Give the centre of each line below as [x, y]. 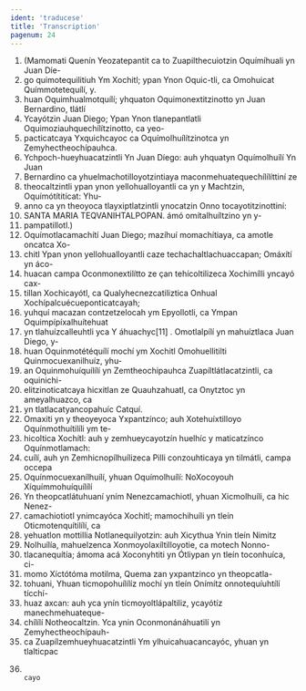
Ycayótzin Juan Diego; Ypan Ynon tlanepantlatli [112, 119]
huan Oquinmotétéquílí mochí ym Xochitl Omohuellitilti [125, 351]
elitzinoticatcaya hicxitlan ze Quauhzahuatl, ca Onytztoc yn [134, 390]
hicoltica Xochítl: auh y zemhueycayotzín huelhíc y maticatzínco [143, 438]
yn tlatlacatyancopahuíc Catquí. [83, 409]
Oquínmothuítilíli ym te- [67, 428]
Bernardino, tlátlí [54, 109]
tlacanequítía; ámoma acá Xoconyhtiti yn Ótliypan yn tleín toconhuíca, [154, 555]
